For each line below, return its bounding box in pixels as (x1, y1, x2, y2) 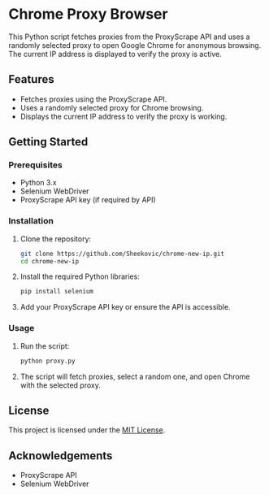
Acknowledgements (8, 449, 113, 462)
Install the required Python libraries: (20, 271, 140, 281)
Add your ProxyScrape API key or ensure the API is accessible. (20, 302, 231, 312)
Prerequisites (8, 159, 63, 171)
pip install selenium (20, 288, 93, 296)
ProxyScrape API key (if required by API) (20, 195, 156, 205)
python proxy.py (20, 357, 76, 365)
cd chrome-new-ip (20, 257, 80, 265)
